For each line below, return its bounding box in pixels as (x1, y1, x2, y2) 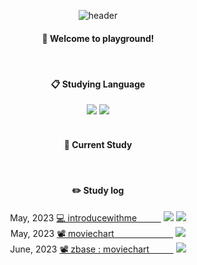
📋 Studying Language (50, 78, 146, 90)
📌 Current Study (63, 139, 133, 150)
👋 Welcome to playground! (41, 32, 155, 44)
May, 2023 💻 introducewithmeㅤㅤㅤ (9, 211, 162, 224)
